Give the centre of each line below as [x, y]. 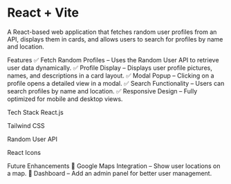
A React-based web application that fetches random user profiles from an [112, 32]
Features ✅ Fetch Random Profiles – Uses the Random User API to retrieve [113, 59]
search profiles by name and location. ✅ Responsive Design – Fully [102, 91]
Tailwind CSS [26, 125]
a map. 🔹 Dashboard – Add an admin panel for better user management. [110, 173]
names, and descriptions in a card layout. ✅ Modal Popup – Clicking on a [111, 75]
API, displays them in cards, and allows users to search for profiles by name [115, 39]
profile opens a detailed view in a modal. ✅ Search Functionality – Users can [116, 83]
